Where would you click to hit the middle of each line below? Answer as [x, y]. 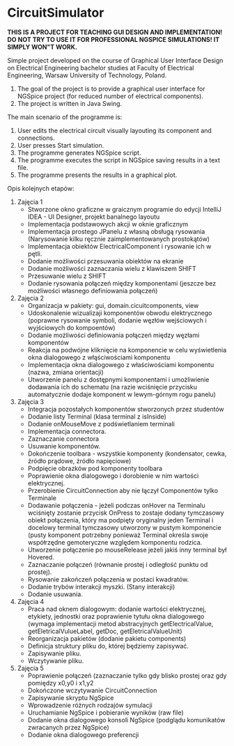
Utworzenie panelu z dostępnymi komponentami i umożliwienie [118, 379]
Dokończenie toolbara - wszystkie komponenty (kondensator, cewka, [127, 453]
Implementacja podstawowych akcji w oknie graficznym [108, 224]
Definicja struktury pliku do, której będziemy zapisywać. [108, 646]
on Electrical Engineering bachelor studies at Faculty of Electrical [101, 68]
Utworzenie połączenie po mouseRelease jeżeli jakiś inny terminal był [127, 550]
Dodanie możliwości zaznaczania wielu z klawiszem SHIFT [112, 268]
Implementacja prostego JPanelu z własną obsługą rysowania [116, 231]
